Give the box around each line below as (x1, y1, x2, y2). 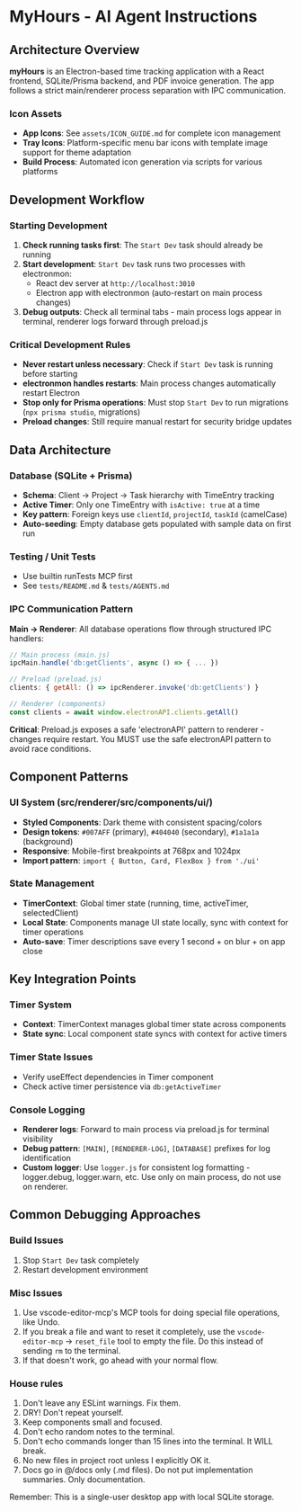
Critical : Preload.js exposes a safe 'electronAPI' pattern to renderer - (9, 724, 265, 735)
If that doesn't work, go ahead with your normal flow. (22, 1355, 218, 1366)
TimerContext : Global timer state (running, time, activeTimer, (22, 898, 249, 908)
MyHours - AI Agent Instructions (9, 6, 258, 27)
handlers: (9, 632, 45, 644)
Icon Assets (9, 107, 63, 120)
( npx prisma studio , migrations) (22, 407, 141, 417)
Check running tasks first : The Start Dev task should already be (22, 239, 263, 250)
